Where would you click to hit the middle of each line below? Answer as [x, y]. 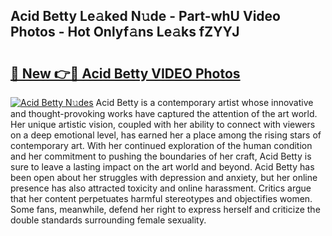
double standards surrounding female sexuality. [108, 220]
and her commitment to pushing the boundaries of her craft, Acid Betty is [161, 156]
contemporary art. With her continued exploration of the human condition [161, 145]
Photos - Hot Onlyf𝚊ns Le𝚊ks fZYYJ [125, 32]
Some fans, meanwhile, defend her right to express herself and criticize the [165, 209]
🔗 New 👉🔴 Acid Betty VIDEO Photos [125, 73]
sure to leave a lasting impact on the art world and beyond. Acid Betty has [162, 167]
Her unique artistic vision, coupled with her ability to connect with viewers [163, 124]
